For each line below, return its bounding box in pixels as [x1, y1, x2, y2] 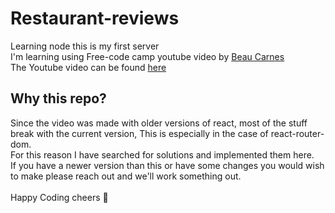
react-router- [270, 127, 325, 139]
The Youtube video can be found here [10, 61, 167, 73]
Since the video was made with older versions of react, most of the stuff [10, 117, 308, 129]
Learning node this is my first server [10, 40, 160, 52]
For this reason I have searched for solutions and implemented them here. [10, 148, 315, 161]
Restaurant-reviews [10, 7, 180, 30]
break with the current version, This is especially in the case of [10, 127, 269, 139]
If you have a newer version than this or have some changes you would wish [10, 159, 325, 171]
